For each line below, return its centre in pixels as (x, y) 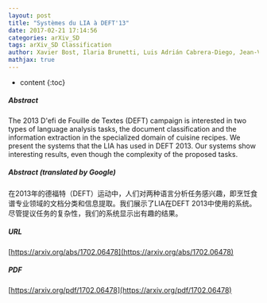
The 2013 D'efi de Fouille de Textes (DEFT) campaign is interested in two (128, 121)
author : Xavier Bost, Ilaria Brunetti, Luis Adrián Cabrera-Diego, (122, 52)
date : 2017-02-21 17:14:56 (53, 30)
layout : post (30, 15)
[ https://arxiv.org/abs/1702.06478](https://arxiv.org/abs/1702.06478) (121, 251)
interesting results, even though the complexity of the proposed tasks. (123, 154)
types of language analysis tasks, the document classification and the (122, 128)
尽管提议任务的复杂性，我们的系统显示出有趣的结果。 (95, 213)
